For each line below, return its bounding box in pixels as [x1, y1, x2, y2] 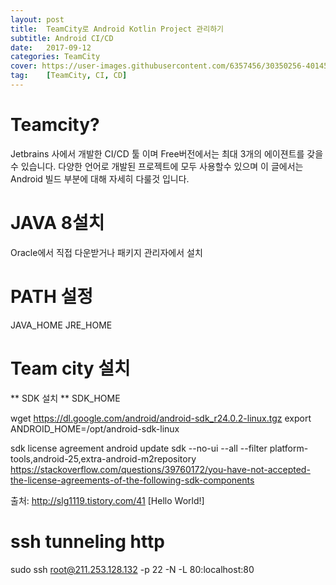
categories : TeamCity [10, 52, 101, 62]
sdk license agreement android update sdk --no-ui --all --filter [10, 442, 268, 454]
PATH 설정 [10, 285, 93, 308]
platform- [269, 442, 309, 454]
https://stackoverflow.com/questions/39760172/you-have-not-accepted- [10, 463, 311, 475]
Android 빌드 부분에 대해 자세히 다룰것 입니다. [10, 172, 190, 185]
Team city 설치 [10, 357, 131, 380]
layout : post [10, 14, 65, 25]
